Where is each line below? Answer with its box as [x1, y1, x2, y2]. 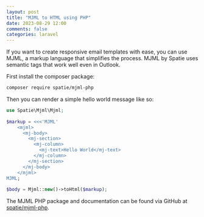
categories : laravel [6, 32, 59, 38]
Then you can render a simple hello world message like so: [6, 95, 154, 103]
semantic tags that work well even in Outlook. [6, 61, 121, 69]
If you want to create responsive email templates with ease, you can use [6, 48, 188, 55]
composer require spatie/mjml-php [6, 84, 94, 91]
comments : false [6, 26, 47, 32]
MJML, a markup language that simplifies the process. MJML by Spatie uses [6, 55, 199, 62]
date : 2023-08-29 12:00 [6, 20, 67, 26]
